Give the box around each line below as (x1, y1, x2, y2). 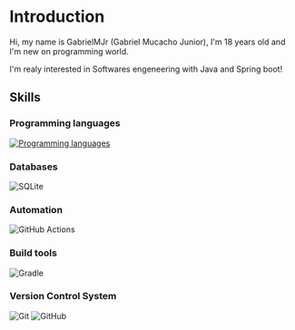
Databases (9, 160, 58, 173)
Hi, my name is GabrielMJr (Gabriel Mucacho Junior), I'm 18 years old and (9, 36, 286, 47)
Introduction (9, 6, 105, 27)
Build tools (9, 247, 57, 259)
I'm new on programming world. (9, 45, 129, 56)
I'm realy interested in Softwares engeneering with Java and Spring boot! (9, 63, 283, 74)
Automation (9, 203, 64, 216)
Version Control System (9, 290, 117, 303)
